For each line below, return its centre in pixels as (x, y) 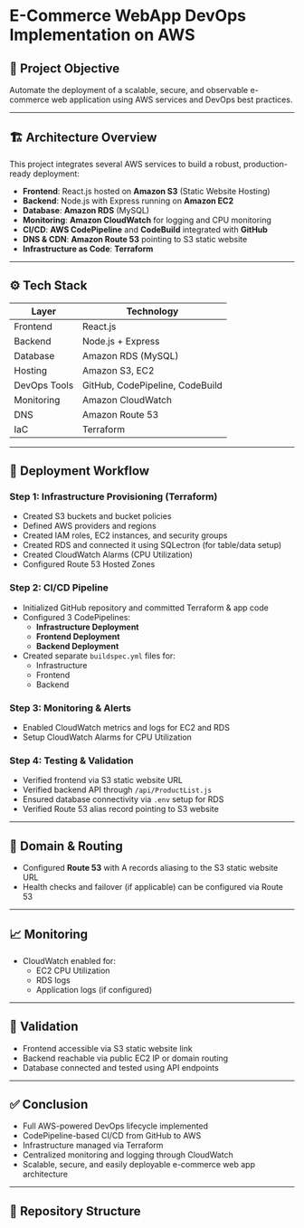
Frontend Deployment (78, 636)
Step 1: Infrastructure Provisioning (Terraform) (114, 496)
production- (265, 164)
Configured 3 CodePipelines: (76, 617)
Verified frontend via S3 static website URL (103, 780)
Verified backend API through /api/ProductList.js (117, 790)
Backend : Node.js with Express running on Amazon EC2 (128, 201)
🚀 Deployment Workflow (80, 471)
